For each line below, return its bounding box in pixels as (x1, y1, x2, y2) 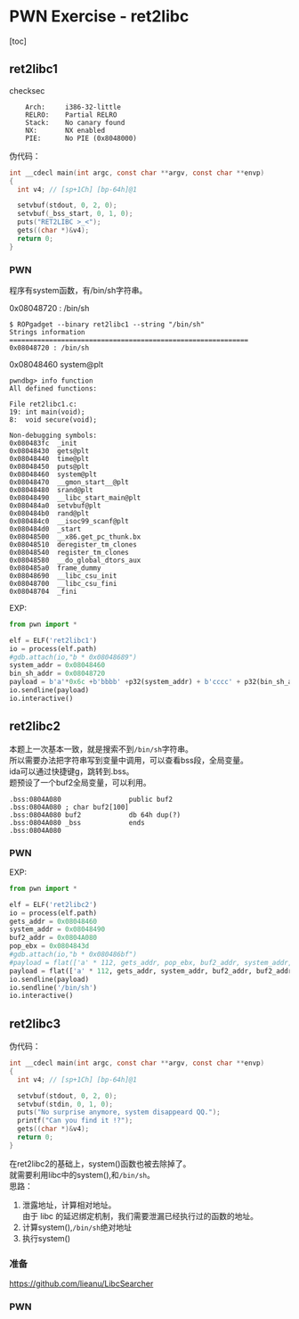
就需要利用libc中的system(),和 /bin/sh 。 (9, 1169, 156, 1180)
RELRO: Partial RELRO (25, 110, 117, 120)
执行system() (21, 1232, 71, 1243)
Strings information (9, 327, 86, 336)
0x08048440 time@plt (9, 454, 90, 463)
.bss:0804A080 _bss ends (9, 818, 145, 827)
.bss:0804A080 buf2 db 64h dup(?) (9, 810, 181, 820)
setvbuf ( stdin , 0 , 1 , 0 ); (17, 1100, 114, 1109)
